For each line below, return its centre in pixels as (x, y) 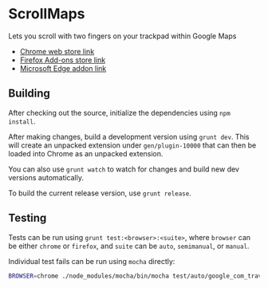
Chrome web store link (57, 51)
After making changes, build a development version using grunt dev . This (129, 136)
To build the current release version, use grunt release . (100, 193)
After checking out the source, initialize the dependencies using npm (120, 112)
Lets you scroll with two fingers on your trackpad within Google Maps (122, 36)
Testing (28, 218)
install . (22, 121)
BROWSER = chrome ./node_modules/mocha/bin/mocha (89, 276)
